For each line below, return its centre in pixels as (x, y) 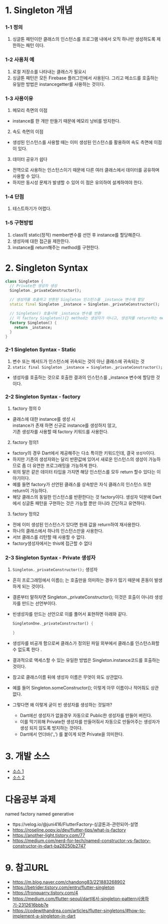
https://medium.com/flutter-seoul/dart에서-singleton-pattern (74, 898)
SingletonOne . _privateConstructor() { (53, 624)
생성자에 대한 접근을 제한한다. (41, 241)
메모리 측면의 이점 (30, 110)
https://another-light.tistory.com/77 (49, 835)
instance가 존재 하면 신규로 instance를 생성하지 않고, (64, 425)
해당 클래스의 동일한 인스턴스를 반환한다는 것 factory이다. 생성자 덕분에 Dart (87, 497)
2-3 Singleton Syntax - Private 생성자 (50, 557)
